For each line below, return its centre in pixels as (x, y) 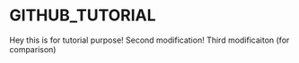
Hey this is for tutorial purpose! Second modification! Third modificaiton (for (149, 40)
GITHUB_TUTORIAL (83, 16)
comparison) (33, 49)
